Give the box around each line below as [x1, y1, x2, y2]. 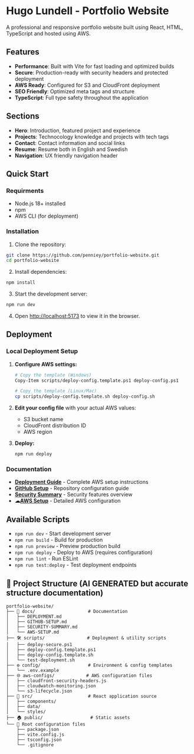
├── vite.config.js [17, 732, 65, 738]
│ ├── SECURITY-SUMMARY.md [6, 624, 78, 630]
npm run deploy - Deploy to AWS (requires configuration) [14, 549, 153, 556]
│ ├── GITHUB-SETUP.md [6, 619, 67, 625]
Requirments [6, 186, 44, 195]
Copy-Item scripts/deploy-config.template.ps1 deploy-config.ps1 [14, 378, 179, 383]
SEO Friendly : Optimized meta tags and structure [14, 87, 134, 95]
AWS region [23, 428, 53, 435]
